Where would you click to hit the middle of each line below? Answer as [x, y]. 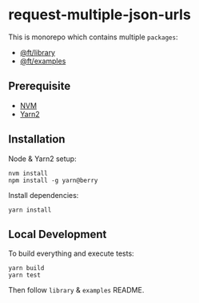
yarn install [30, 210]
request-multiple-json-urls [100, 15]
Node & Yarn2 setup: [43, 159]
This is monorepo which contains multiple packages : [93, 37]
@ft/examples [43, 61]
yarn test [25, 275]
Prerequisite [40, 86]
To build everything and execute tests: [71, 253]
